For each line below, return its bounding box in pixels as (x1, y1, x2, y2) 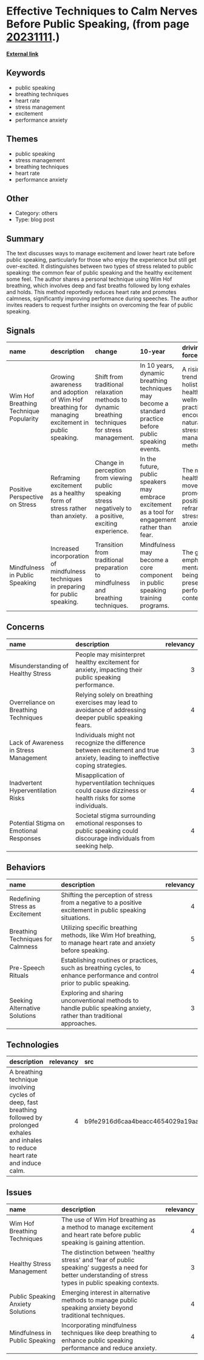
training (140, 594, 162, 602)
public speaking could (75, 826, 138, 835)
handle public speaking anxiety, (60, 1004, 152, 1012)
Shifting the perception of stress (60, 890, 153, 899)
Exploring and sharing (60, 989, 123, 997)
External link (6, 50, 39, 57)
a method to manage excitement (61, 1223, 154, 1232)
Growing (50, 373, 75, 381)
